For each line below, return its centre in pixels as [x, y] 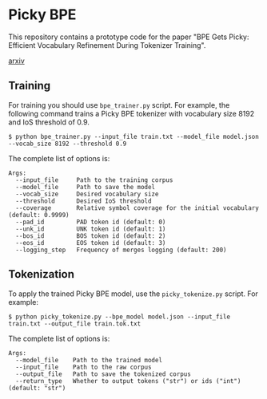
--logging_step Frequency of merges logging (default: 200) [121, 250]
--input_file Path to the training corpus [94, 180]
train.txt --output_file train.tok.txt [75, 324]
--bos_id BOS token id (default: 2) [91, 236]
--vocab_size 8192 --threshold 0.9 [68, 144]
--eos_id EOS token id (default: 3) [91, 243]
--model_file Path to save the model [86, 187]
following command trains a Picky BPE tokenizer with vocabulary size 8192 [132, 113]
